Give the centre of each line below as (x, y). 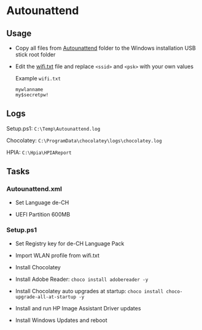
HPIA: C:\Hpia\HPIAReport (39, 152)
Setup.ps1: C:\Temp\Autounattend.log (53, 128)
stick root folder (35, 55)
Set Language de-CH (42, 202)
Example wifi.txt (38, 78)
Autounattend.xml (34, 189)
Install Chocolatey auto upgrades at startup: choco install (89, 291)
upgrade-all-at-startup (46, 297)
